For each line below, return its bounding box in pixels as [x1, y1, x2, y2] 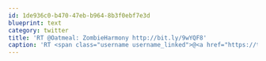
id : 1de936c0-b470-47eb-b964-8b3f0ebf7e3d [8, 11, 150, 20]
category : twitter [8, 26, 69, 34]
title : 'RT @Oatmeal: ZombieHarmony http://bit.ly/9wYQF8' [8, 33, 207, 42]
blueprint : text [8, 19, 62, 27]
